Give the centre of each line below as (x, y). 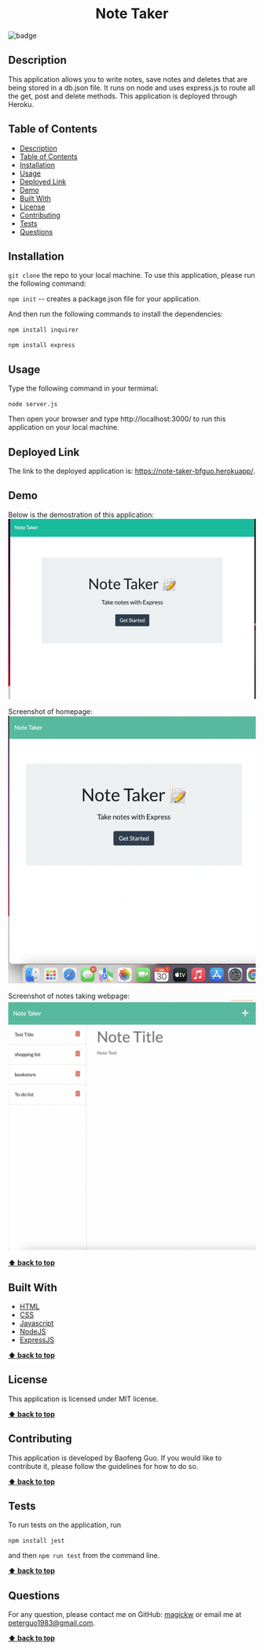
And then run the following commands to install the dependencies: (115, 314)
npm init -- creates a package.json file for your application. (104, 299)
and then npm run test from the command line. (84, 1556)
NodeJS (33, 1331)
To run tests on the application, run (65, 1525)
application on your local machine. (64, 427)
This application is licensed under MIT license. (83, 1399)
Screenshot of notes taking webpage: (69, 996)
